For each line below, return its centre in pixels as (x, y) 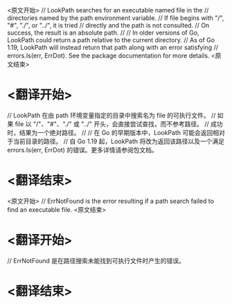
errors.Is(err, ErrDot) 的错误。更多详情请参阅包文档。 (82, 150)
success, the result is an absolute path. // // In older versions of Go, (103, 33)
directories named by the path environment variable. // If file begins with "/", (116, 18)
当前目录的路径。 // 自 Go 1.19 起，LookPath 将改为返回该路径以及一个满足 (119, 141)
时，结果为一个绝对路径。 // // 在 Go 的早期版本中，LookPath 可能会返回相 (113, 132)
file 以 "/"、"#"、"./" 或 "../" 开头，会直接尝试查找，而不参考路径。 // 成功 (119, 124)
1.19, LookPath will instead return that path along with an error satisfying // (113, 47)
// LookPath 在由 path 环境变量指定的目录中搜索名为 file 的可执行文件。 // (111, 115)
